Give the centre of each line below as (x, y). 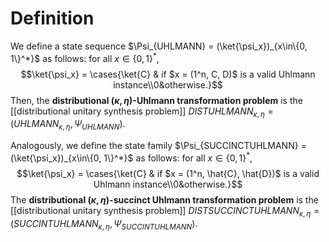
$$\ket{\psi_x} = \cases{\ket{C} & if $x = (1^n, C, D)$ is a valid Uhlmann (168, 74)
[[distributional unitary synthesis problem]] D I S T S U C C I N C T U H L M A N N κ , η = (165, 211)
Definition (52, 18)
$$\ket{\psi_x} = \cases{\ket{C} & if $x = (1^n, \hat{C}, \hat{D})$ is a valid (168, 173)
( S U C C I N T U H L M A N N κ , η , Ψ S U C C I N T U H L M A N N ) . (104, 224)
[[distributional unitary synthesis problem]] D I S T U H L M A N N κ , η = (142, 112)
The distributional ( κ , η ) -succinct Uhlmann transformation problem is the (164, 199)
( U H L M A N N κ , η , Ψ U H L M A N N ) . (68, 125)
